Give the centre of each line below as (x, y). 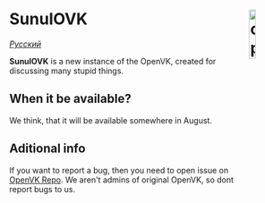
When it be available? (70, 99)
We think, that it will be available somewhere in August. (111, 120)
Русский (26, 44)
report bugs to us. (43, 189)
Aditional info (47, 149)
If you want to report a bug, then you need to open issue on (119, 170)
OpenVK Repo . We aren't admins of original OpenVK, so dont (122, 180)
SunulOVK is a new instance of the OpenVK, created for (113, 61)
